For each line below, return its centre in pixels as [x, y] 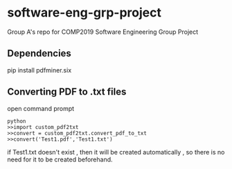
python [17, 121]
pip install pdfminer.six [39, 70]
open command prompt [41, 108]
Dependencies [39, 53]
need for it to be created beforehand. [60, 159]
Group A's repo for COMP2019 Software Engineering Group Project [103, 32]
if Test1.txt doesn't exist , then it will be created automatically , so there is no [116, 152]
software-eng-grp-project [84, 13]
